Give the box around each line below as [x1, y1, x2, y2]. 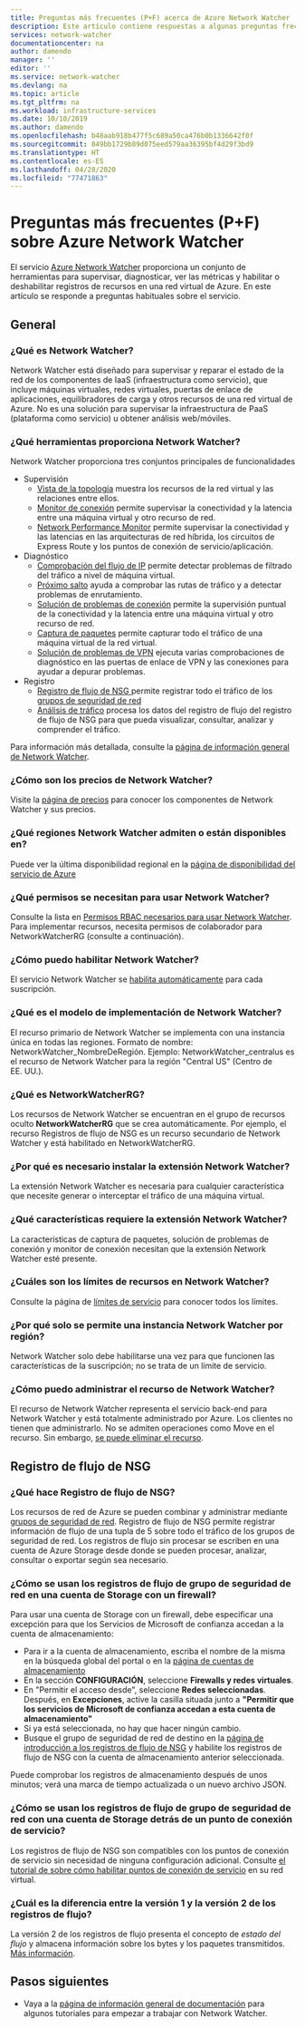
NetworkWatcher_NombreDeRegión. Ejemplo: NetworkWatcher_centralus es [10, 1046, 295, 1057]
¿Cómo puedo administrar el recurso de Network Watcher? [10, 1383, 275, 1396]
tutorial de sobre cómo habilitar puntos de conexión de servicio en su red [10, 1864, 283, 1875]
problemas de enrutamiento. [36, 589, 143, 600]
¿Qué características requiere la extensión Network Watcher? [10, 1213, 288, 1226]
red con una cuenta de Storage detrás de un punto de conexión [10, 1813, 293, 1826]
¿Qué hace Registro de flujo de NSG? [10, 1486, 176, 1499]
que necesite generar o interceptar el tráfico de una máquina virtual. [10, 1190, 265, 1201]
